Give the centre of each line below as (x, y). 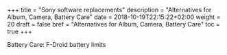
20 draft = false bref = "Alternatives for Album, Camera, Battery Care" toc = (114, 24)
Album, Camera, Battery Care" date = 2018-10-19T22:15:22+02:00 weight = (114, 17)
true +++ (20, 31)
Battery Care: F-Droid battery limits (57, 44)
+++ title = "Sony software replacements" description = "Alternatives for (109, 10)
